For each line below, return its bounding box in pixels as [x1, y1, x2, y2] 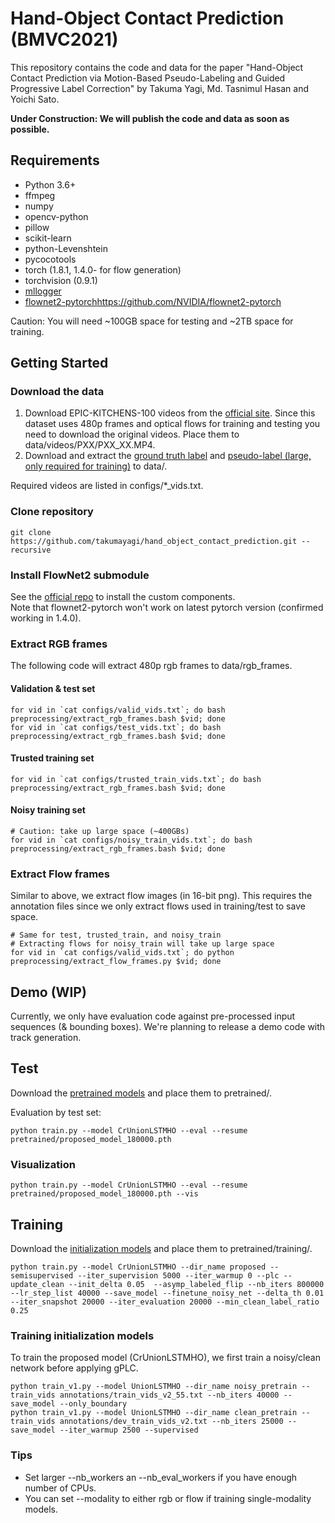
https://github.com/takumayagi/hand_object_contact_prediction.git [10, 536, 298, 546]
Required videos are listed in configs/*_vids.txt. [10, 480, 204, 492]
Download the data [10, 385, 105, 399]
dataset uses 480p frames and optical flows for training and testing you [24, 418, 321, 430]
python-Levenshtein [24, 242, 108, 254]
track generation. [10, 1032, 82, 1044]
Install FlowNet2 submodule [10, 568, 150, 582]
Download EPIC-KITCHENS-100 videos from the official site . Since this [24, 407, 316, 419]
